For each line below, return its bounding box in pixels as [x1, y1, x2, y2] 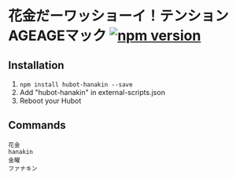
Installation [8, 58, 65, 71]
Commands [8, 119, 67, 132]
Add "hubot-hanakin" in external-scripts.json [19, 88, 165, 97]
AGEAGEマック [8, 27, 107, 45]
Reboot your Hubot [19, 96, 82, 105]
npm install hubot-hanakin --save [19, 81, 133, 89]
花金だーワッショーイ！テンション [8, 7, 230, 25]
